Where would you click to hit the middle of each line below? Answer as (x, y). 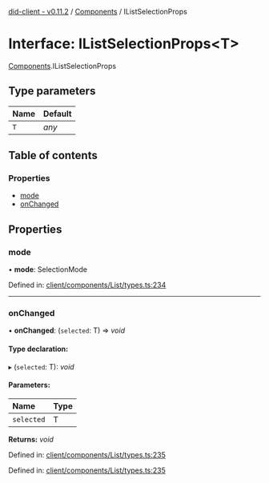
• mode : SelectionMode (48, 269)
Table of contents (53, 156)
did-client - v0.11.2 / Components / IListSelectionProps (98, 12)
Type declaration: (38, 349)
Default (57, 114)
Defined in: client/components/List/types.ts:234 (87, 285)
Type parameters (52, 91)
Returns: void (31, 439)
